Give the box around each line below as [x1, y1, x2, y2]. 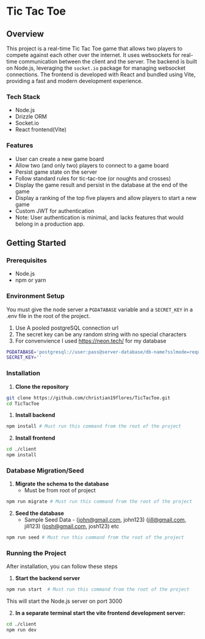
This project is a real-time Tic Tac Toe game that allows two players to [6, 45, 183, 52]
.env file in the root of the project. [6, 312, 90, 319]
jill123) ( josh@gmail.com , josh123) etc [24, 523, 120, 530]
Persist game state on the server [15, 168, 98, 175]
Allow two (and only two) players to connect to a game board [15, 161, 169, 169]
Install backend [15, 412, 56, 419]
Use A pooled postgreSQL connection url [15, 324, 119, 331]
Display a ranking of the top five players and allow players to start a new [15, 194, 197, 201]
